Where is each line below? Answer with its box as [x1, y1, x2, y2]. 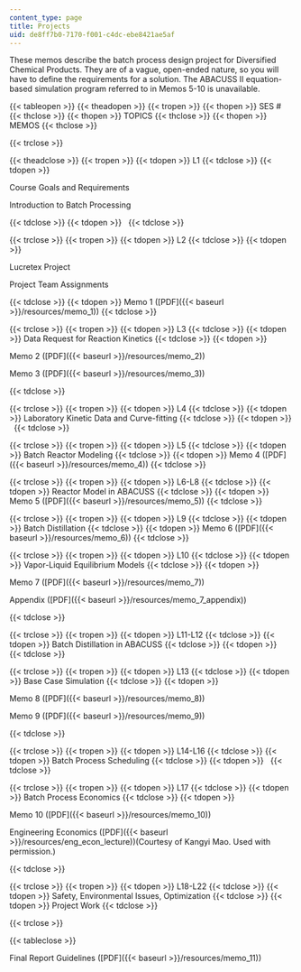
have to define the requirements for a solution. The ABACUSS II [9, 74, 244, 85]
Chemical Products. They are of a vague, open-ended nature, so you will [9, 64, 279, 75]
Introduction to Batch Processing [9, 199, 132, 210]
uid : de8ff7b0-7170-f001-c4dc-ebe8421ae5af [9, 30, 176, 39]
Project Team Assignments [9, 279, 109, 290]
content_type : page [9, 13, 83, 23]
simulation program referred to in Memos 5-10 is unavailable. [34, 83, 260, 95]
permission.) [9, 846, 56, 857]
